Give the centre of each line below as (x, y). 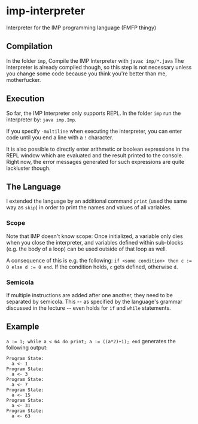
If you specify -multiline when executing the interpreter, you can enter (94, 131)
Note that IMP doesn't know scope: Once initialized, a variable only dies (95, 236)
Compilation (29, 46)
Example (23, 327)
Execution (25, 99)
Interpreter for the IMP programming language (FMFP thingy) (81, 28)
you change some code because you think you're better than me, (87, 74)
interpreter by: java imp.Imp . (41, 119)
